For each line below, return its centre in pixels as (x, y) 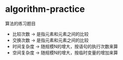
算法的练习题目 (20, 23)
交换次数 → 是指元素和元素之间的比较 (51, 40)
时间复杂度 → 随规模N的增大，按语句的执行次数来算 (65, 46)
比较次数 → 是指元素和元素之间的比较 (51, 34)
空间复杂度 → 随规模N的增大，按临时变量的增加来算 (65, 53)
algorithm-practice (45, 9)
